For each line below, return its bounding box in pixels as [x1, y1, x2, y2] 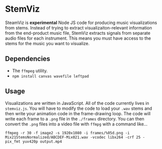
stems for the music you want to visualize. [5, 40, 90, 46]
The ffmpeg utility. [12, 68, 48, 74]
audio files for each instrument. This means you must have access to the [5, 35, 151, 41]
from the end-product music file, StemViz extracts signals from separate [5, 30, 150, 36]
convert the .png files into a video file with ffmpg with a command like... [5, 121, 148, 127]
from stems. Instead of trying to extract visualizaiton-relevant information [5, 25, 152, 30]
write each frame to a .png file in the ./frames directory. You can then [5, 116, 145, 122]
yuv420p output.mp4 [22, 139, 62, 144]
